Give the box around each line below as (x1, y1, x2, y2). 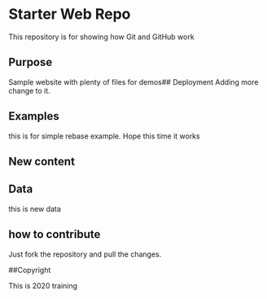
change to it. (8, 86, 50, 95)
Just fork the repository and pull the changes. (8, 249, 162, 259)
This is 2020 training (8, 280, 78, 290)
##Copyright (8, 265, 51, 275)
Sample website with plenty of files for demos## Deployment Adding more (8, 77, 259, 86)
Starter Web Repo (8, 5, 131, 24)
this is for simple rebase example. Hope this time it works (8, 131, 201, 141)
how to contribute (8, 227, 101, 241)
